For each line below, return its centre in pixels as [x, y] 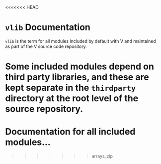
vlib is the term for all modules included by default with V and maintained [81, 41]
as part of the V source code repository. [46, 46]
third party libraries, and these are [77, 77]
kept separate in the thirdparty [70, 88]
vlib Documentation [48, 27]
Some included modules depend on [80, 67]
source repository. [44, 109]
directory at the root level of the [72, 98]
